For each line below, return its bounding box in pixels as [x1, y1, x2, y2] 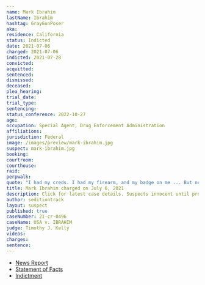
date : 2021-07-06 [6, 43, 51, 50]
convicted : [6, 60, 34, 66]
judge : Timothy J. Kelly [6, 225, 70, 231]
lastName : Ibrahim [6, 15, 53, 21]
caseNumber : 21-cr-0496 [6, 213, 67, 220]
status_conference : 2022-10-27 [6, 111, 86, 117]
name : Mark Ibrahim [6, 9, 56, 15]
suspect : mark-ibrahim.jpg [6, 145, 75, 152]
